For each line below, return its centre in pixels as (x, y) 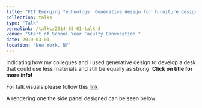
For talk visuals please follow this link (52, 86)
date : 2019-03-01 (28, 40)
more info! (20, 75)
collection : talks (29, 17)
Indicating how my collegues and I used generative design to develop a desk (101, 62)
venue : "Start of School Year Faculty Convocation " (74, 34)
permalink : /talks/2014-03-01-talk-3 (54, 28)
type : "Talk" (23, 23)
